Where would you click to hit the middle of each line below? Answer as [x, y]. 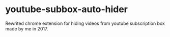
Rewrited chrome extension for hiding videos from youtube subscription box [85, 23]
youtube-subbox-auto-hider [67, 9]
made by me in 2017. [27, 28]
